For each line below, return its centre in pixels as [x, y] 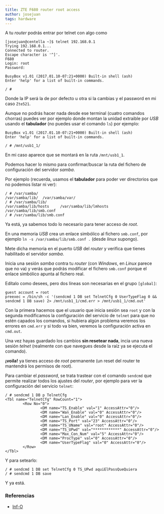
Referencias [20, 496]
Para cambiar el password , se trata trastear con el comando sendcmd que [79, 376]
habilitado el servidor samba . [35, 254]
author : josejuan [23, 14]
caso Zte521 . [18, 104]
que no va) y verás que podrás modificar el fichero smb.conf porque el [76, 269]
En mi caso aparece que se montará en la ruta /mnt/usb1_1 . [65, 155]
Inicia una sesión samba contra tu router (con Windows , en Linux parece [79, 263]
